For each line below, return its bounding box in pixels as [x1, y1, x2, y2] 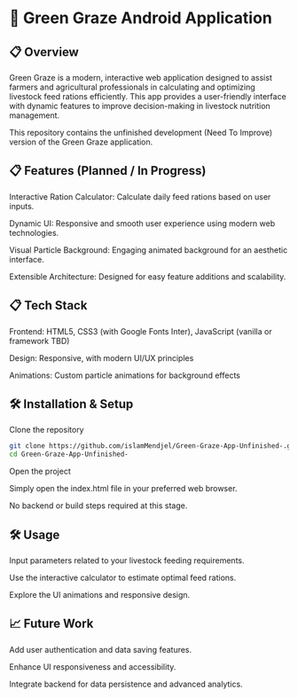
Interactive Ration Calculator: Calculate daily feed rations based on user [9, 191, 271, 202]
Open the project [9, 466, 71, 477]
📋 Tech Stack [9, 298, 88, 313]
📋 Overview [9, 44, 80, 59]
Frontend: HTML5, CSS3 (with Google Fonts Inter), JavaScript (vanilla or [9, 325, 272, 336]
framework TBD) [9, 335, 70, 346]
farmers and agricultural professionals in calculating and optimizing [9, 82, 255, 92]
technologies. [9, 227, 59, 238]
